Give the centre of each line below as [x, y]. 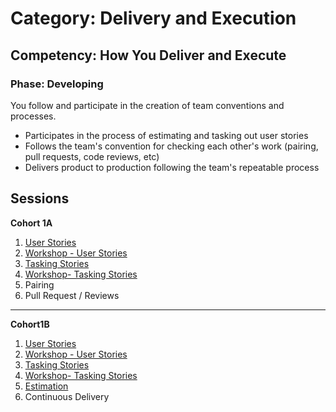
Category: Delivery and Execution [153, 18]
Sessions [40, 198]
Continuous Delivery [67, 396]
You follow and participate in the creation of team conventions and [147, 105]
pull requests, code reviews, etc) [92, 156]
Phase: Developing [57, 84]
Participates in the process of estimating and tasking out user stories [166, 135]
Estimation [46, 386]
